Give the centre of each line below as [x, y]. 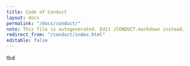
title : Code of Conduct [37, 12]
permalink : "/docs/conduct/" [44, 23]
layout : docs [23, 18]
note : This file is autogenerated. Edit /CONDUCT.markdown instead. [96, 29]
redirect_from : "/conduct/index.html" [56, 35]
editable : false [27, 40]
